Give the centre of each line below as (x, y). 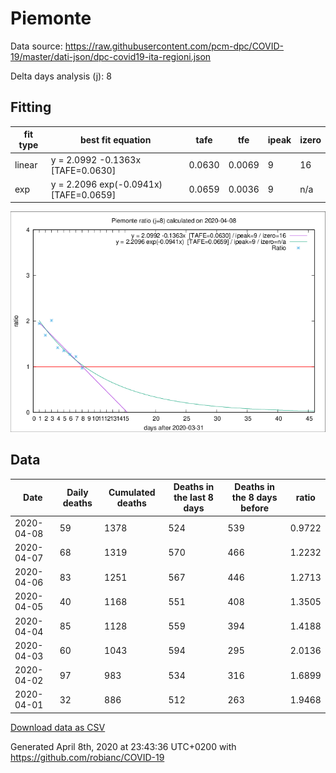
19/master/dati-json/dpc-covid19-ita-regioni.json (111, 56)
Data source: (36, 46)
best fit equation (115, 139)
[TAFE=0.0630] (83, 170)
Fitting (31, 107)
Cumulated (132, 492)
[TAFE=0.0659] (83, 194)
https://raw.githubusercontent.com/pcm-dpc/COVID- (174, 46)
